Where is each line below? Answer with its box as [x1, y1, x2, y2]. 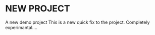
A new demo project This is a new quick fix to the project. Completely [5, 19, 150, 25]
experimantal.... [5, 24, 38, 30]
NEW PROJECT [5, 3, 70, 14]
